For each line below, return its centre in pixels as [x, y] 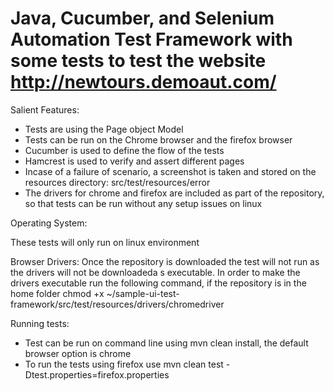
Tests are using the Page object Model [104, 129]
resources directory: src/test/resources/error [117, 182]
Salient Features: [45, 109]
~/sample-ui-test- [143, 293]
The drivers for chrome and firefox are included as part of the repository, [174, 193]
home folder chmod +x [57, 293]
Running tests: [40, 323]
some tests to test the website [138, 61]
